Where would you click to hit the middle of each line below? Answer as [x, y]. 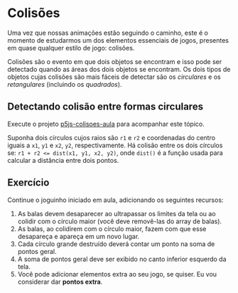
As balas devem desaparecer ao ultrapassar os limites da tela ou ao [117, 213]
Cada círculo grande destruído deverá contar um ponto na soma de [116, 244]
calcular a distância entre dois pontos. [63, 160]
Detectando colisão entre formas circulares [106, 107]
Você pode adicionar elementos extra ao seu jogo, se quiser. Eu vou [117, 274]
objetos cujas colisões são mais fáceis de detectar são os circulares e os [114, 77]
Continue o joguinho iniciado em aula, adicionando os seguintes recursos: [115, 200]
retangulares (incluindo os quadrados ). [65, 84]
